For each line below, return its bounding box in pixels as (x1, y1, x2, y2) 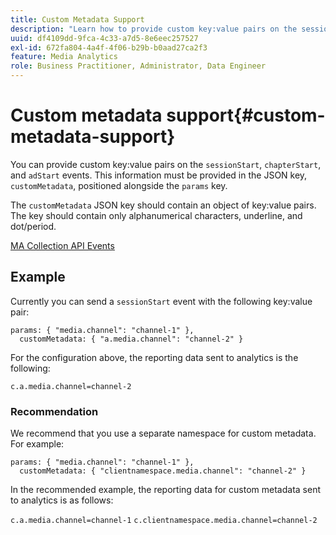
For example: (10, 438, 65, 450)
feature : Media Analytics (10, 52, 118, 62)
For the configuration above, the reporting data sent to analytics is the (10, 351, 299, 363)
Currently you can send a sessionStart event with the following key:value (10, 295, 313, 307)
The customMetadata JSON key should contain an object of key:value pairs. (10, 199, 317, 211)
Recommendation (10, 404, 99, 418)
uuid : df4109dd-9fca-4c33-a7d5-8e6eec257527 (10, 33, 199, 43)
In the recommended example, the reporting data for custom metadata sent (10, 484, 321, 496)
